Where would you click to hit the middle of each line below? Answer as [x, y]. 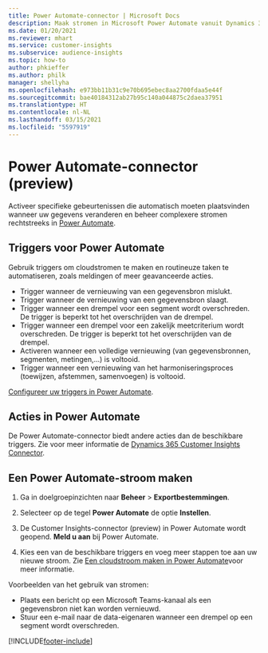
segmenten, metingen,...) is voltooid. [80, 359]
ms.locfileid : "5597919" [49, 127]
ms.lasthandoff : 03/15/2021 [55, 120]
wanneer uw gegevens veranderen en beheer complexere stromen [118, 214]
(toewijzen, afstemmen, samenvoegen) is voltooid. [102, 376]
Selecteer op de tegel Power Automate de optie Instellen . [115, 513]
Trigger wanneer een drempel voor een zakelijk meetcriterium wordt [132, 325]
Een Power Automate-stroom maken [100, 478]
